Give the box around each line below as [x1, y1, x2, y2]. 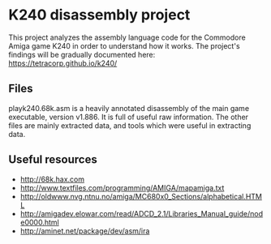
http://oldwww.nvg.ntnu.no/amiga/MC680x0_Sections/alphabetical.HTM [19, 191, 262, 201]
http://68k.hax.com [19, 174, 85, 184]
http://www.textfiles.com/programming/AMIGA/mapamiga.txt [19, 182, 225, 192]
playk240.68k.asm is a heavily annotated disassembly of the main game [8, 103, 250, 113]
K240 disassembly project [8, 6, 191, 24]
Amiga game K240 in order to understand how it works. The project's [8, 41, 241, 50]
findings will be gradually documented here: [8, 49, 156, 59]
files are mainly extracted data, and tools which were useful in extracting [8, 120, 252, 131]
